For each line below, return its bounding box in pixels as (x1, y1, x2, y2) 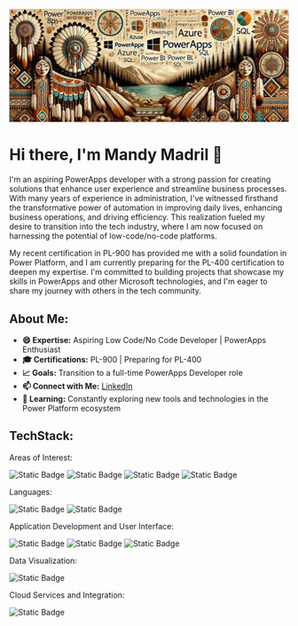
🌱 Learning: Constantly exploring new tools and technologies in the (21, 394, 269, 403)
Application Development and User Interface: (9, 520, 175, 531)
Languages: (9, 486, 52, 497)
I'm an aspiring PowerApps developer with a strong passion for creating (9, 174, 271, 185)
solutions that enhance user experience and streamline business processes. (9, 184, 287, 194)
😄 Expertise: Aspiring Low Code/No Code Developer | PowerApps (21, 335, 267, 345)
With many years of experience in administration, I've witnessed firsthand (9, 193, 278, 204)
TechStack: (9, 428, 74, 443)
